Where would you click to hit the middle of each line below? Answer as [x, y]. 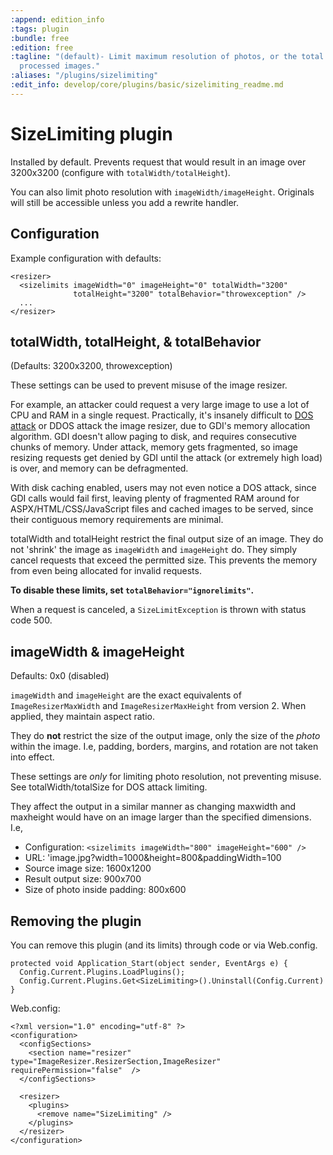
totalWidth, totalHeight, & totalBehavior [136, 341]
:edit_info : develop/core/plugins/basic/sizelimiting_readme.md [147, 85]
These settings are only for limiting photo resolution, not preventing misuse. [166, 777]
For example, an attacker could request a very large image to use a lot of [160, 405]
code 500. [31, 620]
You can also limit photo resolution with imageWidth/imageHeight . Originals [162, 192]
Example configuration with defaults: [86, 258]
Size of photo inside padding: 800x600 [105, 890]
